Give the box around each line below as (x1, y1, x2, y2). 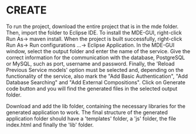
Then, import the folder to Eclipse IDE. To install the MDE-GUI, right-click (6, 29, 182, 36)
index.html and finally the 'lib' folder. (6, 121, 94, 128)
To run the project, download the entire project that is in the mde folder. (6, 23, 179, 30)
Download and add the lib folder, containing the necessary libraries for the (6, 102, 186, 109)
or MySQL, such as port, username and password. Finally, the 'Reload (6, 60, 175, 67)
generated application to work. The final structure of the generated (6, 109, 168, 116)
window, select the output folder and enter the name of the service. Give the (6, 47, 191, 54)
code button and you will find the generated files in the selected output (6, 85, 178, 92)
